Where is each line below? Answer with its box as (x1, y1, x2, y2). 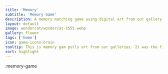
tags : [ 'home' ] (5, 35, 37, 40)
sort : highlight (5, 49, 39, 54)
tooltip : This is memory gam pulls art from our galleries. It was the (5, 44, 157, 49)
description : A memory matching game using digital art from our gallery (5, 16, 162, 21)
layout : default (5, 21, 39, 26)
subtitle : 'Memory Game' (5, 12, 57, 17)
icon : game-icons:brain (5, 40, 55, 45)
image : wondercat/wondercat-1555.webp (5, 26, 86, 31)
